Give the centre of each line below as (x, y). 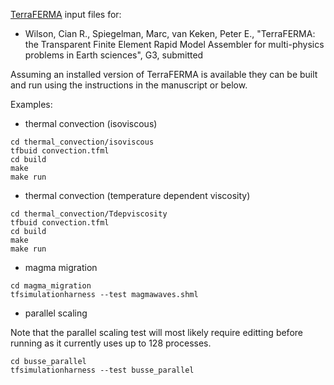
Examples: (31, 104)
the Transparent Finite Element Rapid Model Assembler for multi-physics (174, 44)
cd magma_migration (51, 286)
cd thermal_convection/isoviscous (82, 142)
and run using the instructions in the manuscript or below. (129, 85)
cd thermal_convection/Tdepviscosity (89, 214)
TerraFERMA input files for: (66, 14)
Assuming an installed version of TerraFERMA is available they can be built (164, 74)
